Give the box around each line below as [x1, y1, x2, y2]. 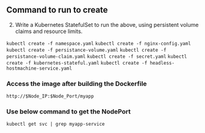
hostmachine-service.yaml [6, 65, 72, 71]
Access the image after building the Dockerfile [6, 79, 148, 88]
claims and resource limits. [15, 27, 83, 35]
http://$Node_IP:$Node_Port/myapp [6, 93, 95, 99]
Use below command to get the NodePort [6, 107, 131, 116]
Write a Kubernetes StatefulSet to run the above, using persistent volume [15, 21, 199, 28]
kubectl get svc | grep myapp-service [6, 121, 105, 128]
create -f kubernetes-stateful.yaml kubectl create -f [6, 60, 148, 66]
